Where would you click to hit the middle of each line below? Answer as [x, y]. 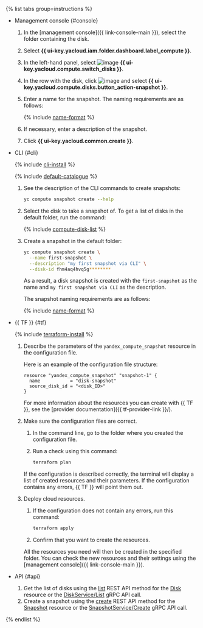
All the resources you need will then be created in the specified [103, 552]
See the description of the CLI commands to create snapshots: [102, 188]
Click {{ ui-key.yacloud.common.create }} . [78, 141]
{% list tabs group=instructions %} [49, 9]
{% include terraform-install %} [54, 334]
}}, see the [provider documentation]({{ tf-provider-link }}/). [98, 409]
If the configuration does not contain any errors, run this [103, 510]
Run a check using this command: [75, 451]
